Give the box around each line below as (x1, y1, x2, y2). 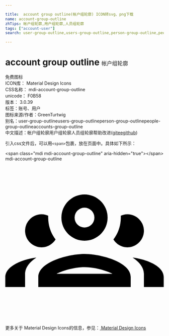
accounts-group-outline (33, 124, 83, 130)
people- (144, 118, 161, 124)
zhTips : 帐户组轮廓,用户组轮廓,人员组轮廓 (5, 21, 84, 26)
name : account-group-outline (5, 16, 66, 22)
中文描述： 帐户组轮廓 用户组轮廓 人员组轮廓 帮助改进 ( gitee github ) (5, 129, 138, 136)
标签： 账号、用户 (5, 105, 41, 111)
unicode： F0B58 (5, 93, 42, 99)
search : (5, 31, 22, 36)
